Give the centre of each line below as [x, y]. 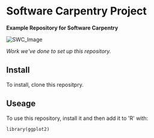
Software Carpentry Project [77, 11]
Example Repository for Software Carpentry [62, 28]
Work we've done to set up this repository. [59, 51]
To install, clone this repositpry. [45, 84]
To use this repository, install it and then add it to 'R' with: [77, 118]
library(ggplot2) [28, 129]
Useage [21, 104]
